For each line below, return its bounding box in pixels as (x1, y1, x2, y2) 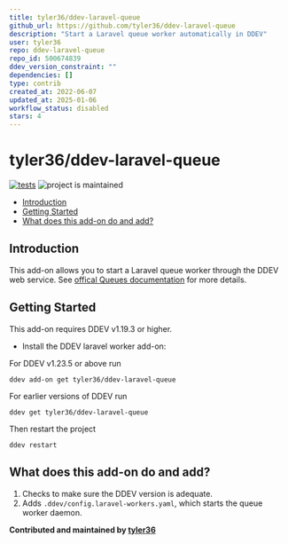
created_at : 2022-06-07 (9, 87, 97, 96)
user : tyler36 (9, 37, 62, 47)
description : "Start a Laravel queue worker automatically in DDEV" (9, 29, 268, 38)
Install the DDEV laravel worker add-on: (21, 341, 167, 351)
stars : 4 (9, 112, 42, 121)
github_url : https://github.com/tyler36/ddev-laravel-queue (9, 21, 237, 30)
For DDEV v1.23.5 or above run (9, 358, 121, 368)
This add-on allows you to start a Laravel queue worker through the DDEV (9, 264, 279, 275)
